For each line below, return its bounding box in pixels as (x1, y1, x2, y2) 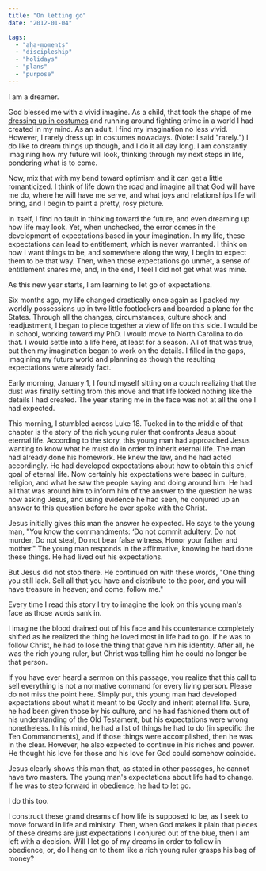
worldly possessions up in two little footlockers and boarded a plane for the (8, 303, 254, 313)
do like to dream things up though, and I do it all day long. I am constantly (8, 140, 248, 151)
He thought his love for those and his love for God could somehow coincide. (8, 748, 256, 758)
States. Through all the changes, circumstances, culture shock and (8, 312, 227, 321)
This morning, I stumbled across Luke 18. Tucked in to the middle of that (8, 418, 243, 428)
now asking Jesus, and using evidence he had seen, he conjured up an (8, 494, 240, 504)
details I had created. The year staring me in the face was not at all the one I (8, 394, 256, 405)
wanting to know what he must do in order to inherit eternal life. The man (8, 443, 245, 453)
